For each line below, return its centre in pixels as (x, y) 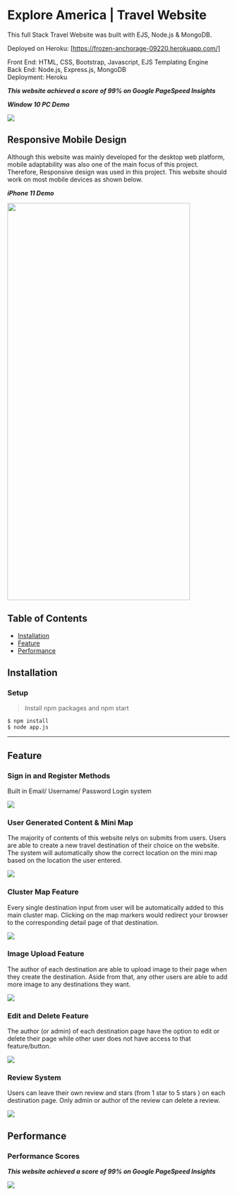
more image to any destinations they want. (69, 984)
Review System (34, 1078)
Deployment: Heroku (37, 77)
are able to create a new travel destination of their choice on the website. (114, 845)
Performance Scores (43, 1156)
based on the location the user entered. (65, 861)
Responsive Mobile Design (67, 140)
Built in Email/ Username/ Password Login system (79, 791)
